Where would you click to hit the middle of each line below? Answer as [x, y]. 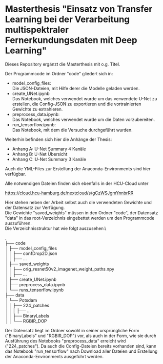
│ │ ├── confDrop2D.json [31, 253]
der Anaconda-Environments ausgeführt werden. [54, 356]
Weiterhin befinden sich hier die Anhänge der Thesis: [59, 139]
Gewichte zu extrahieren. [37, 109]
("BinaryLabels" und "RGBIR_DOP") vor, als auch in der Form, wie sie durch [81, 336]
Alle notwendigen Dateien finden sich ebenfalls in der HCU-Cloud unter [77, 183]
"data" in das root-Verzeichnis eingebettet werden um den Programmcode [80, 218]
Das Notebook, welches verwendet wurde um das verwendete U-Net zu [85, 98]
